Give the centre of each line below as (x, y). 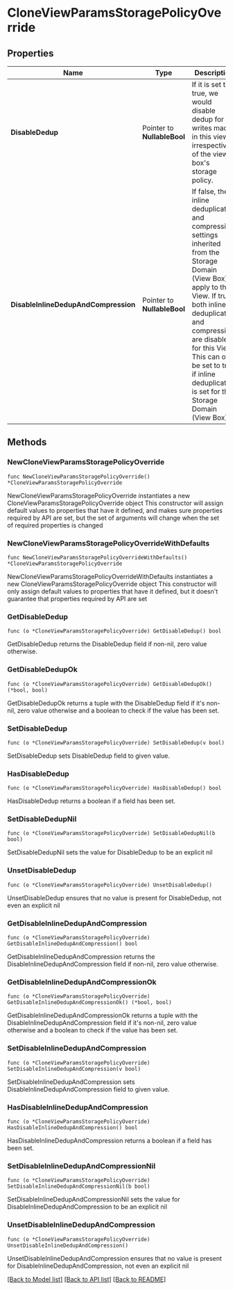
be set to (206, 365)
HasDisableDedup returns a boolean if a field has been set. (91, 801)
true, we (205, 93)
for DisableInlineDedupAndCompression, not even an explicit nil (98, 1266)
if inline (204, 374)
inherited (206, 244)
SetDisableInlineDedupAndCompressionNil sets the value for (94, 1200)
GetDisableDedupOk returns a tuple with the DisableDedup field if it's (106, 703)
